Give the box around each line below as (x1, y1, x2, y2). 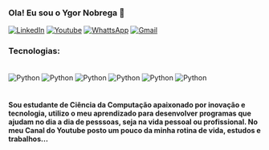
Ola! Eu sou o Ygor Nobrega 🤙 (8, 7, 125, 18)
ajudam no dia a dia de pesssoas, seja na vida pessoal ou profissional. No (8, 116, 259, 127)
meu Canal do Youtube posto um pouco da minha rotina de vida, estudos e (8, 125, 261, 135)
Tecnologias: (8, 46, 60, 57)
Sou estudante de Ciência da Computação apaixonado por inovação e (8, 99, 246, 109)
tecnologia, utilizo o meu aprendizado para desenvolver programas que (8, 108, 251, 118)
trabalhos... (8, 134, 48, 144)
